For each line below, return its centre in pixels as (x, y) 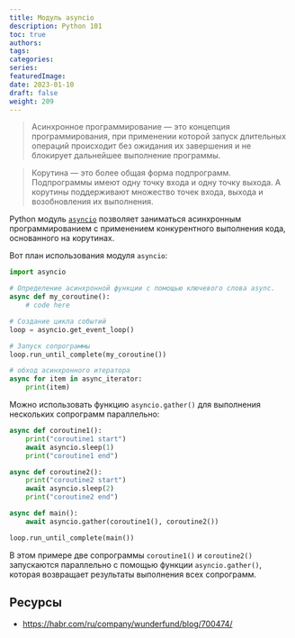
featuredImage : (38, 76)
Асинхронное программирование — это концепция (131, 127)
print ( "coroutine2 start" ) (76, 481)
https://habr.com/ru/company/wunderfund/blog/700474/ (127, 624)
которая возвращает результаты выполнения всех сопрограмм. (133, 574)
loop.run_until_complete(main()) (72, 538)
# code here (48, 305)
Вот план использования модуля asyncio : (89, 256)
